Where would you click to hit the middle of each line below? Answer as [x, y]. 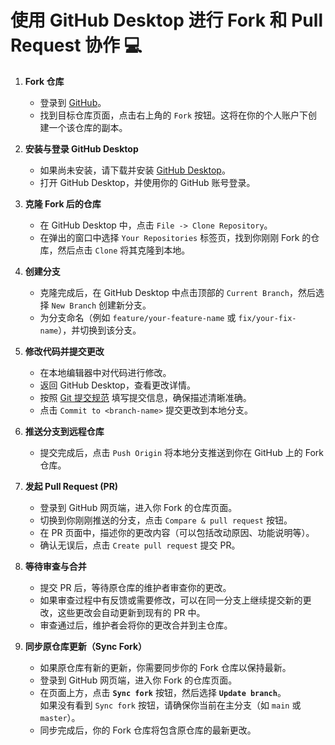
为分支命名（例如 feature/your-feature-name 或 [138, 317]
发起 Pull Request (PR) [71, 486]
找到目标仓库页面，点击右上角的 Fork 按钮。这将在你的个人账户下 [174, 115]
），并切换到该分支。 [100, 330]
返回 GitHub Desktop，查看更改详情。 [117, 385]
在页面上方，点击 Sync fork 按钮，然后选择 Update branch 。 [163, 692]
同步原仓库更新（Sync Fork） [86, 646]
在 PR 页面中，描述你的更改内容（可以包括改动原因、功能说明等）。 [177, 532]
